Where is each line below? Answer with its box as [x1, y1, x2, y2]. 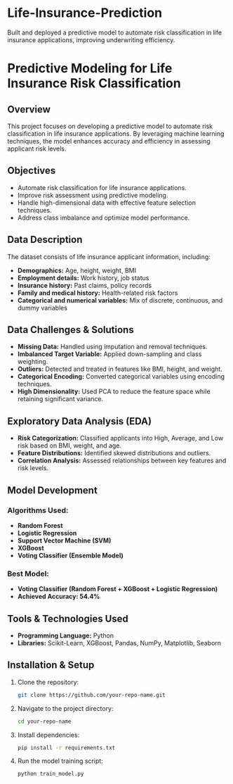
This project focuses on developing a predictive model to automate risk [7, 122, 213, 130]
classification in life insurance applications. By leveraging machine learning [7, 129, 225, 138]
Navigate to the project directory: [17, 704, 114, 712]
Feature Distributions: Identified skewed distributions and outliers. [17, 449, 211, 457]
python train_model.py [17, 771, 84, 778]
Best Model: [7, 569, 49, 578]
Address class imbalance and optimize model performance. [17, 213, 190, 222]
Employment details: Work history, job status [17, 273, 149, 282]
